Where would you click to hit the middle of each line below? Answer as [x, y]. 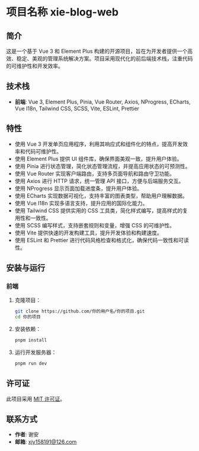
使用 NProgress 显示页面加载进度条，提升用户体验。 [78, 188]
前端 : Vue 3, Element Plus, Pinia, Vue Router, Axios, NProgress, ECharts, [102, 102]
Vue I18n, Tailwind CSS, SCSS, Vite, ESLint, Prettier [77, 108]
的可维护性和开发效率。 [35, 66]
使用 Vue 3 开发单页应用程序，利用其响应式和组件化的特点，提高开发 [99, 144]
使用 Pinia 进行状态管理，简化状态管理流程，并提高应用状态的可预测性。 [102, 166]
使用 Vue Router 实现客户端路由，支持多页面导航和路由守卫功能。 [95, 173]
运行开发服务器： [36, 352]
